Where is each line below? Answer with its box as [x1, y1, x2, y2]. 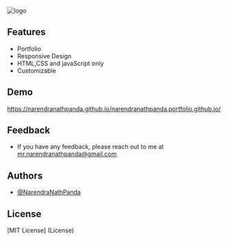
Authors [7, 170, 43, 181]
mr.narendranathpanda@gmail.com [16, 150, 117, 158]
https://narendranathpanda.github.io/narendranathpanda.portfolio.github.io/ [7, 104, 221, 113]
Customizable [16, 66, 56, 75]
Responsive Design [16, 51, 72, 60]
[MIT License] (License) [7, 227, 75, 235]
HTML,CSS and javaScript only [16, 59, 104, 67]
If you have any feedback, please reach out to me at [16, 143, 164, 151]
